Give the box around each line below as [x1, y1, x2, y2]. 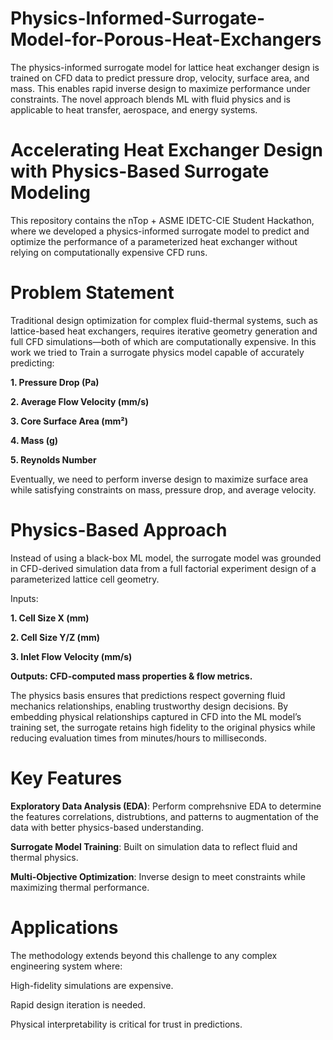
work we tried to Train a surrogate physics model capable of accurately [10, 346, 305, 358]
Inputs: [10, 592, 39, 604]
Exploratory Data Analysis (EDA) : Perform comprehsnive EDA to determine [10, 800, 322, 812]
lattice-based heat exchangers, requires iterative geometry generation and [10, 325, 318, 337]
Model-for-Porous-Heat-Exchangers [10, 28, 322, 51]
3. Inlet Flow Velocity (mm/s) [10, 650, 133, 662]
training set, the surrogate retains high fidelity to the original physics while [10, 721, 316, 733]
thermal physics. [10, 851, 79, 863]
